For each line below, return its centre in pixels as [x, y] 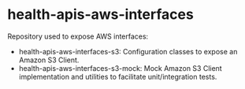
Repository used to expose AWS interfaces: [78, 36]
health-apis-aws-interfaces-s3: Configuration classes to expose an [128, 51]
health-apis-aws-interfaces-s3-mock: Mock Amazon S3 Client [120, 68]
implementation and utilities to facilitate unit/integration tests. [118, 76]
